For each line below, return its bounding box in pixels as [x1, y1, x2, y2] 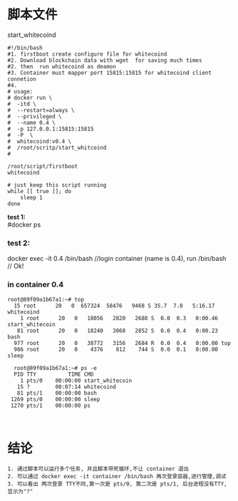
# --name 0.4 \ [7, 119, 56, 126]
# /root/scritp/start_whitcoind [7, 144, 107, 151]
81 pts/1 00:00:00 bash [16, 389, 98, 396]
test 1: [7, 212, 26, 221]
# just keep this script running [7, 181, 107, 189]
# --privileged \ [7, 113, 62, 120]
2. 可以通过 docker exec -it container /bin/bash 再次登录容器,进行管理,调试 [7, 473, 227, 480]
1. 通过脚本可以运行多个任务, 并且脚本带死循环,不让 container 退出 [7, 465, 190, 472]
